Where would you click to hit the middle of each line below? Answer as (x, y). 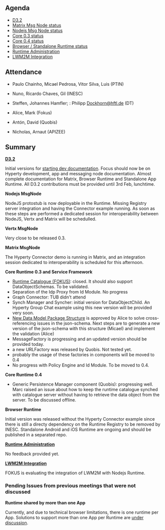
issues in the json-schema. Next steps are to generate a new (98, 323)
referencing (24, 323)
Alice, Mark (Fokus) (32, 112)
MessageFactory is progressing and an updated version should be (79, 339)
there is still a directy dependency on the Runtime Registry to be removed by (83, 424)
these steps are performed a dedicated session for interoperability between (82, 214)
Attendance (24, 72)
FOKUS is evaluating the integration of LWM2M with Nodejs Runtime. (75, 473)
